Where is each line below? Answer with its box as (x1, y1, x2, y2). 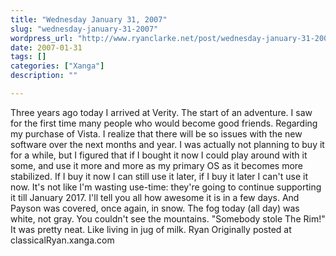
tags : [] (10, 52, 47, 62)
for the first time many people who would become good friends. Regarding (10, 117, 318, 129)
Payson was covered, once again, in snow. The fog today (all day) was (10, 202, 300, 214)
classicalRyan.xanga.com (10, 234, 115, 246)
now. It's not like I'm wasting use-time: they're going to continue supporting (10, 181, 322, 193)
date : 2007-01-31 (10, 42, 83, 53)
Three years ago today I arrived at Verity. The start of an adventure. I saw (10, 106, 313, 118)
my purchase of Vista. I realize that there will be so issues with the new (10, 127, 303, 140)
